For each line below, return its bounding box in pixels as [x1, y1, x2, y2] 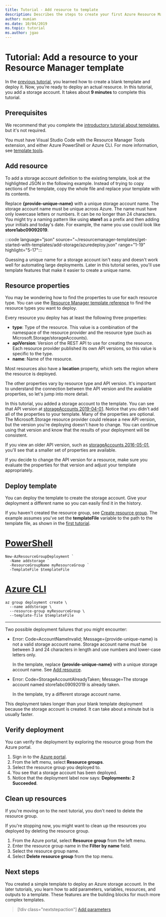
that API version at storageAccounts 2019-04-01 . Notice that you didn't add [5, 406, 159, 412]
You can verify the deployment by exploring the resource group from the [5, 739, 153, 745]
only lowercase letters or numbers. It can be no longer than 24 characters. [5, 211, 157, 217]
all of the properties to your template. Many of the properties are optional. [5, 411, 155, 417]
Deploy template [5, 482, 57, 490]
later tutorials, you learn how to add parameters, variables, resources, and [5, 886, 156, 892]
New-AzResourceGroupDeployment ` [5, 554, 74, 559]
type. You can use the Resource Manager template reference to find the [5, 300, 152, 306]
